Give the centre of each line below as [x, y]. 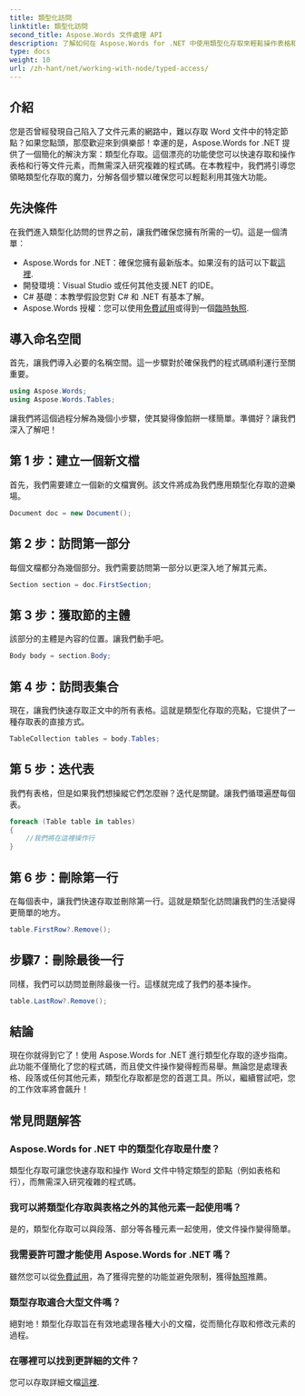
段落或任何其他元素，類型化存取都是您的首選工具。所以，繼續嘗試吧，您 [160, 1078]
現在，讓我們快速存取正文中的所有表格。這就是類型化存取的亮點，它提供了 [148, 710]
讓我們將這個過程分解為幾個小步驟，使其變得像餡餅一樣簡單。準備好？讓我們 [152, 418]
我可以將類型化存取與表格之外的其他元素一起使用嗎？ [126, 1207]
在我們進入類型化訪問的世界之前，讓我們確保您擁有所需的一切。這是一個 [144, 232]
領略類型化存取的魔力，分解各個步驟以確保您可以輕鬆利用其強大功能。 [141, 176]
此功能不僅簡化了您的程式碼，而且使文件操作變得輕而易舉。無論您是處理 [144, 1067]
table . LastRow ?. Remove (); [58, 1001]
